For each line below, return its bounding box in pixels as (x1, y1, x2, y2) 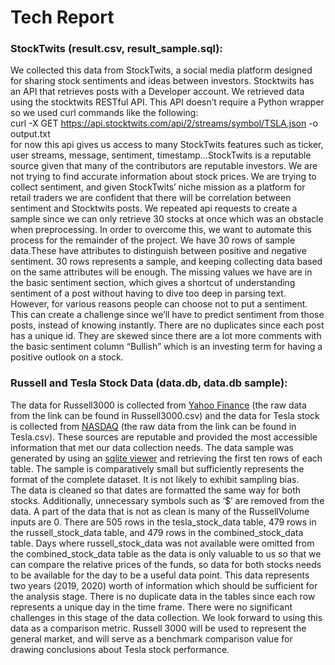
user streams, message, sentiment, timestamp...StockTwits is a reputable (10, 149, 312, 161)
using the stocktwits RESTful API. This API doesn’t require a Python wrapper (10, 96, 325, 108)
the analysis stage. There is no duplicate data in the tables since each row (10, 590, 316, 602)
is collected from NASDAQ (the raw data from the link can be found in (10, 420, 297, 432)
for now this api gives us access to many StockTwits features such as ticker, (10, 139, 324, 151)
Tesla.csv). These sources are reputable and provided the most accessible (10, 431, 318, 443)
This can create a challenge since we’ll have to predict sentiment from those (10, 309, 325, 321)
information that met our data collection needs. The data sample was (10, 441, 294, 453)
